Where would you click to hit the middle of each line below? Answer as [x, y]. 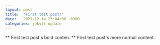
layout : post [19, 10]
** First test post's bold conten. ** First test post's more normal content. [80, 38]
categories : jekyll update [33, 23]
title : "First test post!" [35, 14]
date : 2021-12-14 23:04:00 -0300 [43, 19]
